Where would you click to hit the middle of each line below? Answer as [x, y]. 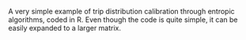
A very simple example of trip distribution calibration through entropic [121, 11]
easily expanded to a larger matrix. [64, 28]
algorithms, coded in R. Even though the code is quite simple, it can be [123, 20]
